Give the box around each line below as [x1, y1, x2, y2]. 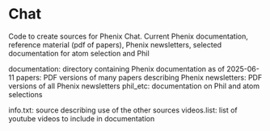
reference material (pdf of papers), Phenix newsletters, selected [8, 39, 222, 49]
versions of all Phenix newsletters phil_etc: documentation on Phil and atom [8, 81, 260, 91]
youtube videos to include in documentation [8, 113, 155, 123]
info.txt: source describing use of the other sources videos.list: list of [8, 105, 238, 115]
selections [8, 89, 43, 99]
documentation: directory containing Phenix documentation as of [8, 63, 225, 73]
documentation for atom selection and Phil [8, 48, 150, 58]
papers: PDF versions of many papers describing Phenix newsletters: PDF [15, 72, 263, 82]
